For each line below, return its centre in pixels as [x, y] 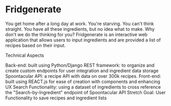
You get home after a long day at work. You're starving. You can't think [80, 24]
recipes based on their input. [35, 45]
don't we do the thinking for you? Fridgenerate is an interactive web [77, 34]
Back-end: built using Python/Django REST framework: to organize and [80, 65]
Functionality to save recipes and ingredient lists [56, 98]
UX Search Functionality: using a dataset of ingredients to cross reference [83, 87]
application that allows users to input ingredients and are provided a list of [83, 40]
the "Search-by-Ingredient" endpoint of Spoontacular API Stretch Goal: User [86, 92]
